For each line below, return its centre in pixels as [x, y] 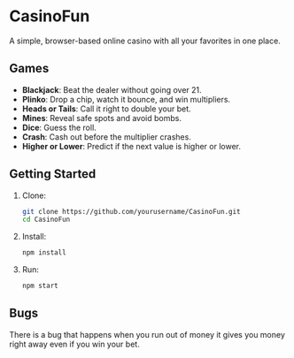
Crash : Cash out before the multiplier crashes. [107, 137]
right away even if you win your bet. [74, 344]
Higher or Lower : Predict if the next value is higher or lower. [132, 146]
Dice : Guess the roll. [59, 127]
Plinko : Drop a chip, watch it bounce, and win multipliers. [126, 99]
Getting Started [53, 174]
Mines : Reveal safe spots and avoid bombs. [101, 118]
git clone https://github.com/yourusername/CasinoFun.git [131, 211]
